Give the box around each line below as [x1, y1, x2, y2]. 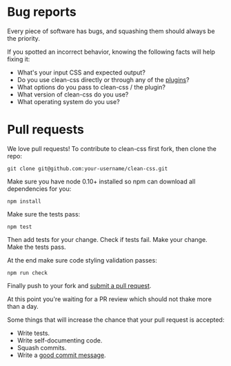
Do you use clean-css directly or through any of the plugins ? [17, 75, 190, 83]
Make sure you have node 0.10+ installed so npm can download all [7, 177, 196, 185]
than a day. [7, 302, 39, 310]
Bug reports [7, 4, 77, 20]
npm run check [7, 270, 48, 276]
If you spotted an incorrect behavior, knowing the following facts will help [7, 48, 216, 56]
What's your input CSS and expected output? [17, 68, 146, 77]
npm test [7, 223, 32, 230]
